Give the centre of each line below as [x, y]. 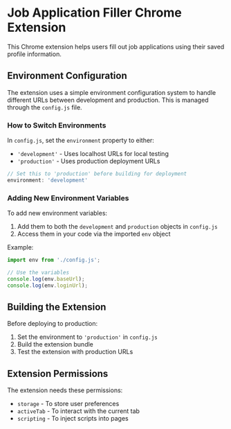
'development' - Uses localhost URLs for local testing [93, 154]
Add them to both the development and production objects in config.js [117, 227]
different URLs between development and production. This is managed [108, 100]
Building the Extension [57, 307]
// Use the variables [38, 272]
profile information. [35, 54]
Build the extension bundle [55, 344]
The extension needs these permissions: [65, 390]
